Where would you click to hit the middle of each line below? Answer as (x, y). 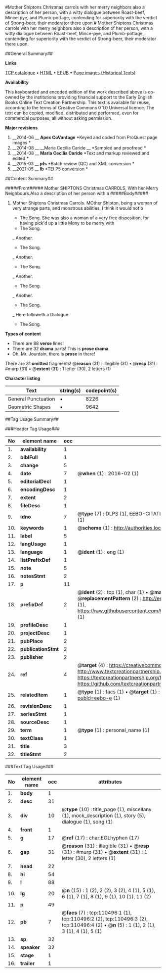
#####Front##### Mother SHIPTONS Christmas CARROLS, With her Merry (82, 188)
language (32, 552)
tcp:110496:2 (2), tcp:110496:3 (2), (105, 919)
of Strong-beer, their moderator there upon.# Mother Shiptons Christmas (79, 23)
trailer (28, 963)
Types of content (23, 334)
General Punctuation (31, 399)
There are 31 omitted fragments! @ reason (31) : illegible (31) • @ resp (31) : (82, 364)
